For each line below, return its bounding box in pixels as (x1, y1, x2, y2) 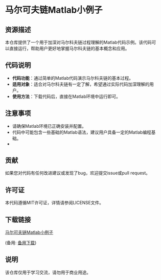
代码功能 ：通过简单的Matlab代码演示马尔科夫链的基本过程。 (12, 75, 134, 81)
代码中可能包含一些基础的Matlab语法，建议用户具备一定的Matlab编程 (12, 129, 152, 135)
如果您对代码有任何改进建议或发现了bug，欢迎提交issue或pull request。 (5, 170, 150, 176)
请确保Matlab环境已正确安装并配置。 (12, 123, 87, 129)
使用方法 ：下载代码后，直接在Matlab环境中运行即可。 (12, 93, 121, 99)
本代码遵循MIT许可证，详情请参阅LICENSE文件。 (5, 200, 104, 206)
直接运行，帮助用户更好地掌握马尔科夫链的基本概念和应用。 (9, 46, 130, 51)
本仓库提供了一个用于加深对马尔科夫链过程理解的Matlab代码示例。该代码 (5, 40, 152, 45)
